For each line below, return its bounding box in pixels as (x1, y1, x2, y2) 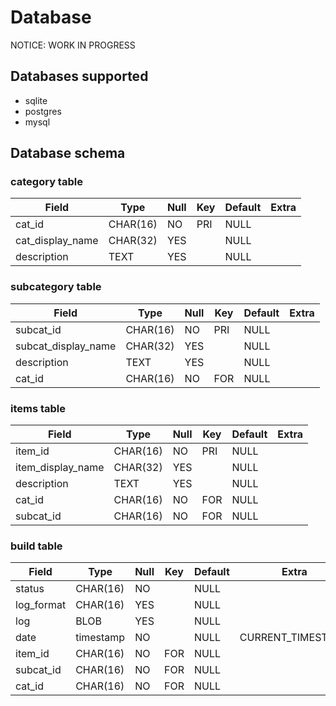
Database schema (10, 145, 126, 162)
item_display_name (15, 461, 105, 475)
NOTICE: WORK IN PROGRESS (10, 39, 136, 51)
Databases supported (10, 68, 149, 85)
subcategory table (10, 280, 102, 294)
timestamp (75, 631, 126, 645)
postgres (24, 105, 62, 117)
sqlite (24, 94, 48, 106)
